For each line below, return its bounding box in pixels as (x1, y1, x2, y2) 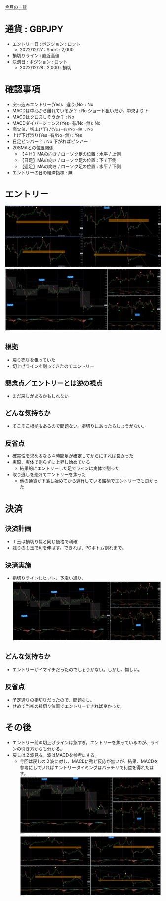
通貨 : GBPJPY (5, 24, 64, 35)
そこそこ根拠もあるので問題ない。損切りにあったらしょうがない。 (12, 423, 147, 429)
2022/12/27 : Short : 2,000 (19, 46, 74, 52)
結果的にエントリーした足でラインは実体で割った (19, 465, 120, 471)
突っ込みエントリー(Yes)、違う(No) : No (12, 101, 94, 107)
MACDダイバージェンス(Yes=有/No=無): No (12, 120, 101, 126)
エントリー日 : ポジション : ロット (12, 41, 81, 47)
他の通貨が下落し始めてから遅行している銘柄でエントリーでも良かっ (19, 478, 158, 484)
